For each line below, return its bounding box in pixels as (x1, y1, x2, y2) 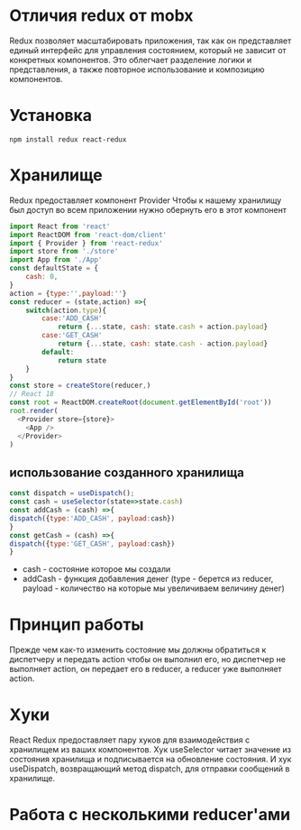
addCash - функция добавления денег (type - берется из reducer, (22, 574, 274, 585)
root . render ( (9, 407, 59, 416)
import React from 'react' (9, 222, 111, 231)
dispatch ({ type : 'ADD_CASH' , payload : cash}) (9, 513, 176, 523)
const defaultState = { (9, 263, 99, 273)
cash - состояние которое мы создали (22, 564, 171, 575)
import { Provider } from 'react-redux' (9, 238, 164, 248)
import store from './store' (9, 247, 119, 256)
